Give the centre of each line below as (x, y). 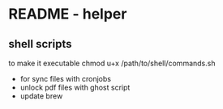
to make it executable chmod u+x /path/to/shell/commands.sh (112, 63)
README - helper (68, 14)
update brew (41, 96)
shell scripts (40, 44)
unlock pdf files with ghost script (75, 87)
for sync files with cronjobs (66, 79)
